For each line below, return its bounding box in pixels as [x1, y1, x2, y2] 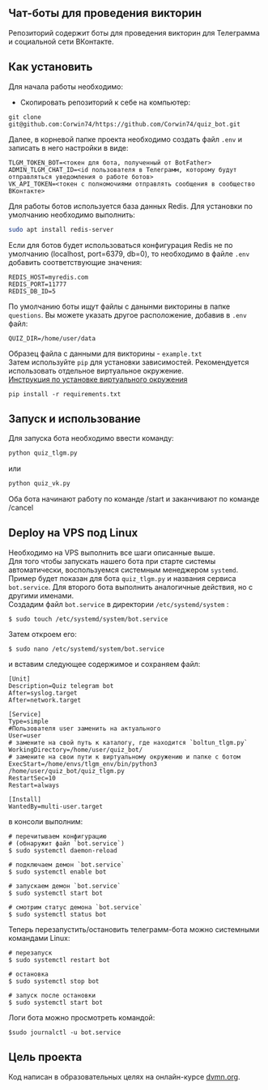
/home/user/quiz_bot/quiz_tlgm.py [8, 767, 125, 775]
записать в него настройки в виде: [8, 143, 129, 152]
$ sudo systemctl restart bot [8, 955, 111, 964]
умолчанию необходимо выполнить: [8, 210, 136, 220]
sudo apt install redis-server [8, 225, 114, 233]
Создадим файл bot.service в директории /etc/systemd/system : [8, 599, 229, 609]
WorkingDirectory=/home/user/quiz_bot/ [8, 746, 143, 754]
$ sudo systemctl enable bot [8, 867, 107, 876]
